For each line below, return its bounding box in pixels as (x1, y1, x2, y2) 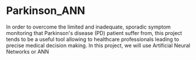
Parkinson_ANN (6, 4, 85, 17)
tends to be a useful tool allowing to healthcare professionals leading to (6, 36, 180, 43)
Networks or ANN (6, 48, 49, 55)
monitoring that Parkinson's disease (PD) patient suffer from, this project (6, 29, 182, 36)
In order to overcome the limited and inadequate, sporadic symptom (6, 23, 171, 30)
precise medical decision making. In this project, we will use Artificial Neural (6, 42, 190, 49)
